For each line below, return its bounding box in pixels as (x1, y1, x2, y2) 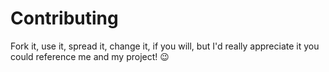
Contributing (10, 7, 119, 30)
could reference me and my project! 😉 (10, 50, 170, 62)
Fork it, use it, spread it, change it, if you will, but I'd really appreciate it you (10, 40, 320, 52)
